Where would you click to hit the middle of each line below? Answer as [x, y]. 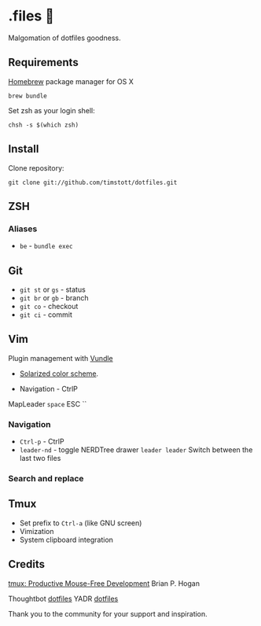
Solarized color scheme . [59, 374]
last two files [40, 458]
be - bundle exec [46, 246]
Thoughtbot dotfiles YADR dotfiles [63, 598]
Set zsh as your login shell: [52, 110]
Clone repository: [36, 168]
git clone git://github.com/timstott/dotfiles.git [93, 182]
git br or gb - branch [54, 298]
